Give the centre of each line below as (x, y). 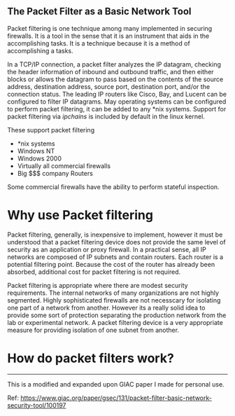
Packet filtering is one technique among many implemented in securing (110, 28)
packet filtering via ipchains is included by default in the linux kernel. (106, 116)
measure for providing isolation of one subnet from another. (93, 330)
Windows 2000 (39, 158)
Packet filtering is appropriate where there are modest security (98, 285)
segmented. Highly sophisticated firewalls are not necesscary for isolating (114, 300)
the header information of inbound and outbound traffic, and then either (111, 71)
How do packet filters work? (91, 358)
